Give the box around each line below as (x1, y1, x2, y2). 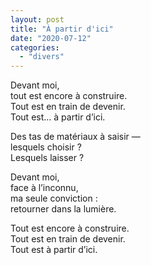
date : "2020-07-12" (10, 33, 92, 43)
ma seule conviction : (10, 192, 98, 205)
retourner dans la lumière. (10, 203, 117, 215)
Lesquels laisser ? (10, 152, 85, 164)
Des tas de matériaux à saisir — (10, 131, 141, 143)
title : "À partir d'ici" (10, 24, 114, 34)
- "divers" (19, 52, 65, 62)
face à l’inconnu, (10, 182, 79, 194)
